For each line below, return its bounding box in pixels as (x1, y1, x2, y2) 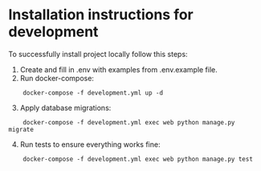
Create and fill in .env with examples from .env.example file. (19, 64, 218, 74)
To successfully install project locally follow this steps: (8, 49, 188, 59)
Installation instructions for (8, 6, 194, 24)
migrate (8, 125, 35, 133)
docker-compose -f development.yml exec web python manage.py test (22, 155, 253, 163)
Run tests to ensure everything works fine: (19, 139, 161, 149)
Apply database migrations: (19, 103, 112, 112)
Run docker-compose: (19, 73, 95, 83)
